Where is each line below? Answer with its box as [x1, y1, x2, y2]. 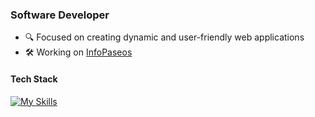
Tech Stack [10, 73, 58, 85]
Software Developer [10, 8, 110, 22]
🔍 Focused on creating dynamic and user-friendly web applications [24, 31, 305, 43]
